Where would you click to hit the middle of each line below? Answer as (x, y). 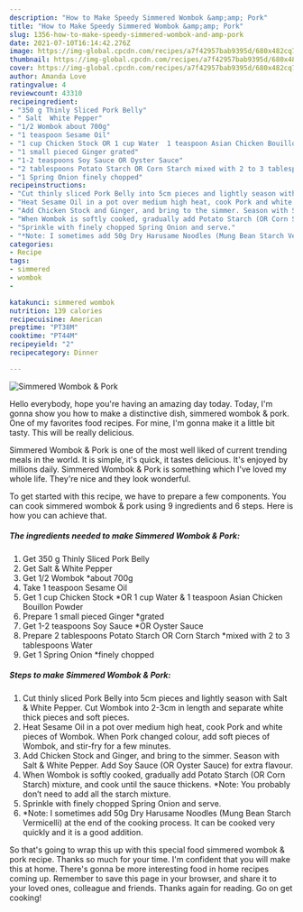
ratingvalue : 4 (38, 85)
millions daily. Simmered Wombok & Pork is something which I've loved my (148, 469)
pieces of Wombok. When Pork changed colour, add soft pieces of (146, 736)
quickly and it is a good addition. (83, 832)
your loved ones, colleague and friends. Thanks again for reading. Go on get (151, 888)
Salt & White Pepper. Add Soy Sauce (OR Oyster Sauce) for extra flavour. (157, 765)
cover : (22, 69)
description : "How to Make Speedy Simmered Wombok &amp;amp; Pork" (139, 18)
